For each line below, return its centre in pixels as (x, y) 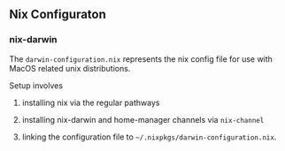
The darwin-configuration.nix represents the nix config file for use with (141, 59)
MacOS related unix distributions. (70, 68)
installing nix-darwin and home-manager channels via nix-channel (143, 119)
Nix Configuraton (58, 15)
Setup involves (36, 85)
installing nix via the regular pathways (91, 102)
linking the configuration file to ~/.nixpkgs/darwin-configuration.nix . (149, 137)
